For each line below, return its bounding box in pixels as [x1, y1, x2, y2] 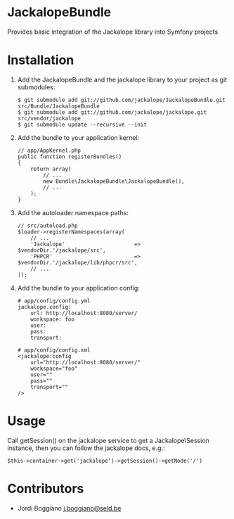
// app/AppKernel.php [17, 147, 81, 154]
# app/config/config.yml [17, 297, 91, 305]
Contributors [7, 481, 84, 496]
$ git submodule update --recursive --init [17, 121, 148, 128]
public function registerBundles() [17, 153, 122, 160]
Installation [7, 52, 74, 68]
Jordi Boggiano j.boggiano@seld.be [17, 504, 122, 512]
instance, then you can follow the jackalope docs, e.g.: [7, 444, 165, 452]
